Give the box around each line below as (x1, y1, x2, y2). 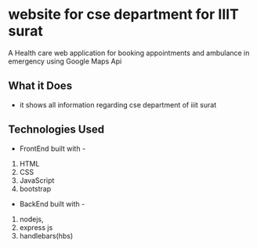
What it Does (8, 79, 73, 93)
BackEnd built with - (19, 199, 85, 209)
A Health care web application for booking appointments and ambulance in (8, 48, 250, 57)
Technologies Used (8, 123, 104, 137)
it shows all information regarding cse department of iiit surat (19, 100, 217, 109)
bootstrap (19, 184, 52, 193)
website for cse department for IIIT (8, 5, 239, 24)
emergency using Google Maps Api (8, 57, 122, 66)
